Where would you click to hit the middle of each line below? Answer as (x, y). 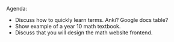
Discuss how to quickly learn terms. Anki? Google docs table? (92, 20)
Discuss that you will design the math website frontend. (84, 33)
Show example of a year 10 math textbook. (68, 26)
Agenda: (17, 9)
